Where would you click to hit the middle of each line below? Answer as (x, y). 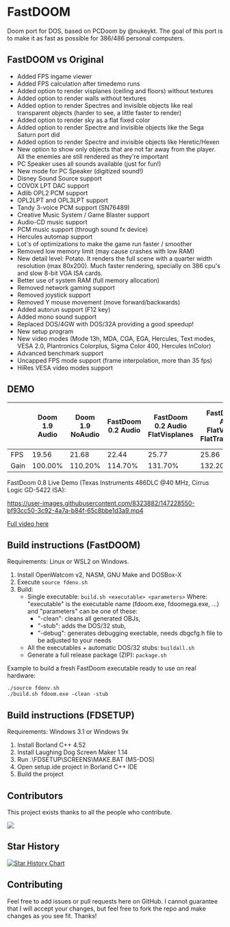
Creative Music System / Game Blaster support (83, 215)
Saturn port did (38, 134)
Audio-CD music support (52, 222)
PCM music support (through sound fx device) (82, 229)
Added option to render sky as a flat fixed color (84, 120)
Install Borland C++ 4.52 (51, 745)
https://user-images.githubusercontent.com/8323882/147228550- (101, 503)
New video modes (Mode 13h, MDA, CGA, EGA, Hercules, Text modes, (116, 338)
